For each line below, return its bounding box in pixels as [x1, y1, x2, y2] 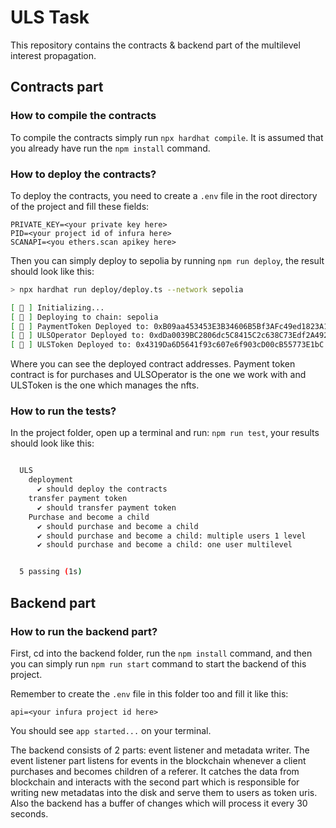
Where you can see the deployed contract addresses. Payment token [10, 358, 296, 370]
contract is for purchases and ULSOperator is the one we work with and [10, 369, 307, 381]
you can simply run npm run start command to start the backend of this [10, 657, 307, 670]
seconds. [10, 807, 49, 820]
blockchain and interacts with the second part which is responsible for [10, 776, 300, 788]
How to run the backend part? [10, 624, 158, 638]
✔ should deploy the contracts [36, 484, 168, 495]
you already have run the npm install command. [10, 142, 211, 154]
